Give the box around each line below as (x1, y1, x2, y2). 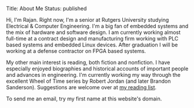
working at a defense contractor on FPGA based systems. (6, 48, 146, 55)
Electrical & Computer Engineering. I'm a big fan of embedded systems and (6, 23, 189, 29)
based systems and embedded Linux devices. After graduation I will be (6, 41, 178, 48)
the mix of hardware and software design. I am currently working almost (6, 29, 181, 36)
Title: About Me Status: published (6, 5, 87, 12)
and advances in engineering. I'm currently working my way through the (6, 72, 181, 78)
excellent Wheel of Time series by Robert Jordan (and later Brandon (6, 77, 171, 85)
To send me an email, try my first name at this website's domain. (6, 95, 162, 102)
